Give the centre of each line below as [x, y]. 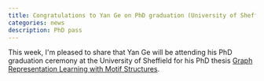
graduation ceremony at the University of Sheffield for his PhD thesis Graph [130, 61]
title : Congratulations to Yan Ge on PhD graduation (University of [123, 15]
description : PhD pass [45, 30]
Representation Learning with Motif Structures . [84, 69]
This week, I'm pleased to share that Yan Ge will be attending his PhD [120, 53]
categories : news [37, 23]
